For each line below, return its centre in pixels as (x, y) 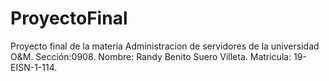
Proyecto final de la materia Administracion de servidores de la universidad (165, 46)
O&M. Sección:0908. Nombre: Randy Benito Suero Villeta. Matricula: (151, 56)
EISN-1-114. (34, 67)
